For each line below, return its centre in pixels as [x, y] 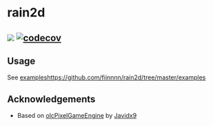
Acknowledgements [51, 99]
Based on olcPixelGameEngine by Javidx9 [77, 116]
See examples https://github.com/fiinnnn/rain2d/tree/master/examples [106, 77]
